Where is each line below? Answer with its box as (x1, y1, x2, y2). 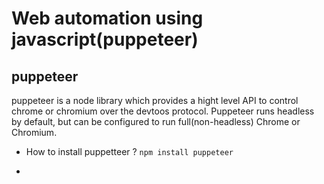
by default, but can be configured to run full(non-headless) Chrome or (11, 116, 301, 127)
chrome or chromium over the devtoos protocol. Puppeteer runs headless (11, 105, 315, 117)
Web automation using (11, 7, 204, 30)
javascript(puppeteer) (11, 28, 199, 51)
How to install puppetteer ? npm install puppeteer (25, 146, 234, 157)
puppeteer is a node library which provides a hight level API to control (11, 95, 299, 106)
